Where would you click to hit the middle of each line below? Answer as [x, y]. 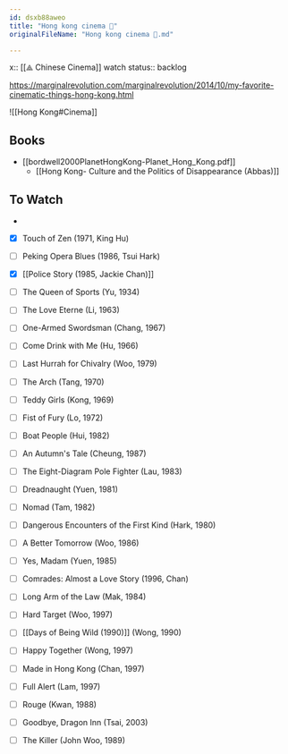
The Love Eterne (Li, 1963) [71, 310]
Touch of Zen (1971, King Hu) [76, 238]
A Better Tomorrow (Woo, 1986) [80, 543]
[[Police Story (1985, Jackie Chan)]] [88, 275]
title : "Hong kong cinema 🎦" [64, 26]
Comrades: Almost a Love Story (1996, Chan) [106, 579]
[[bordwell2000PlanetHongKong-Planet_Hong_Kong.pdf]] [129, 162]
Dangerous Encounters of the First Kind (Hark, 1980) [119, 525]
